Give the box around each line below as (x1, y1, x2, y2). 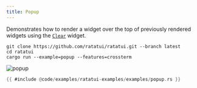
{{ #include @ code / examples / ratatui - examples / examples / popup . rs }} (6, 76, 181, 82)
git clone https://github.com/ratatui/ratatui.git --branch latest (6, 43, 181, 49)
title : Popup (6, 8, 40, 15)
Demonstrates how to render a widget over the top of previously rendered (6, 25, 192, 33)
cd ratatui (6, 49, 34, 55)
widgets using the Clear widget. (6, 31, 86, 39)
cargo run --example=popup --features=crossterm (6, 54, 132, 60)
